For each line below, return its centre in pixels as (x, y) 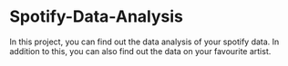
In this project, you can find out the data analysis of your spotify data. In (144, 42)
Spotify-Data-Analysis (97, 17)
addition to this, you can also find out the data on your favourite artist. (140, 51)
